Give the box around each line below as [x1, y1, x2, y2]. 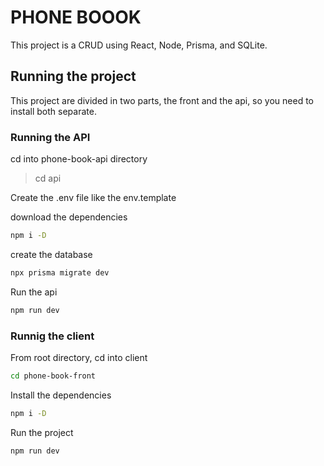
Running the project [10, 68, 137, 85]
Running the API [10, 130, 91, 144]
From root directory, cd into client [10, 351, 148, 363]
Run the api [10, 286, 58, 298]
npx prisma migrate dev [10, 267, 110, 278]
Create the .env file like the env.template [10, 192, 177, 204]
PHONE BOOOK [10, 6, 142, 29]
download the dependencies [10, 211, 128, 223]
